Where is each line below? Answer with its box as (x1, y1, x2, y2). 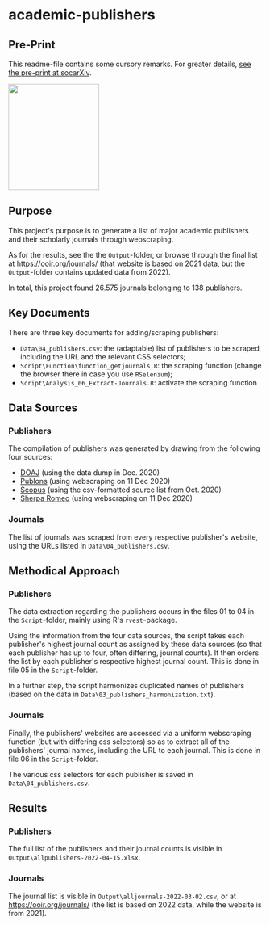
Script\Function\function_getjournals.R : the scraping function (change (19, 360, 262, 370)
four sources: (8, 452, 53, 462)
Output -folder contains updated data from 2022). (8, 267, 171, 276)
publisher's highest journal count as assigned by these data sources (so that (8, 640, 262, 650)
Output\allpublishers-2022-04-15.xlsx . (8, 852, 141, 862)
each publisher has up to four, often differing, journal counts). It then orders (8, 648, 260, 658)
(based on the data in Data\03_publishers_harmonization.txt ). (8, 689, 216, 700)
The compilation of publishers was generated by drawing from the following (8, 444, 260, 453)
